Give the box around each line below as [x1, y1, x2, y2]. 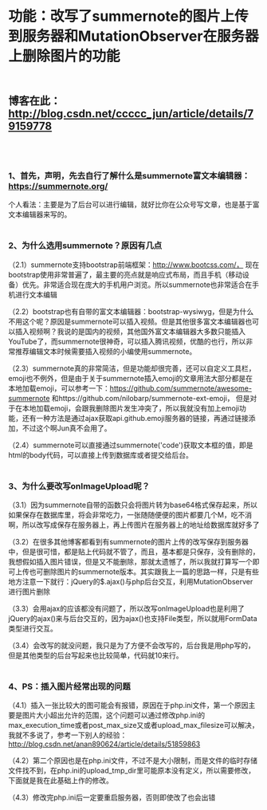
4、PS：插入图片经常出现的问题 [8, 681, 132, 692]
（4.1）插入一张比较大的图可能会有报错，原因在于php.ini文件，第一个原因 [8, 701, 249, 710]
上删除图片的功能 [8, 47, 121, 65]
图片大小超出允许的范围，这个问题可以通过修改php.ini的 [22, 710, 206, 720]
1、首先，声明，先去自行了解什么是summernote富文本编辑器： [8, 170, 250, 181]
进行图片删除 [8, 587, 50, 596]
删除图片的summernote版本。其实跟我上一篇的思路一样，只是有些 [42, 567, 260, 576]
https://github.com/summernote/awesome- [109, 383, 253, 393]
